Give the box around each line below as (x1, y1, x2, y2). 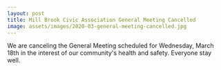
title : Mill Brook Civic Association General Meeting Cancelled (7, 16, 196, 23)
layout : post (7, 10, 45, 17)
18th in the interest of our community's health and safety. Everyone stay (7, 49, 212, 57)
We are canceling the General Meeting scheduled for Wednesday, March (7, 42, 214, 50)
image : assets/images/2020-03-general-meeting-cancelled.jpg (7, 23, 187, 30)
